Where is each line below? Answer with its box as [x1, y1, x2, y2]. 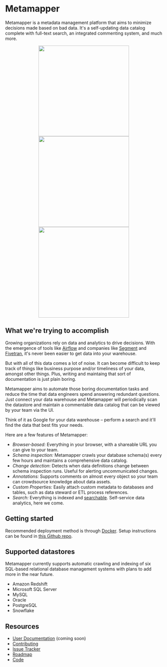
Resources [5, 622, 39, 630]
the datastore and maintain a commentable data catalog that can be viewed [5, 401, 161, 408]
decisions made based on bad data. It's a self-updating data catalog [5, 25, 146, 31]
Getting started [5, 514, 54, 523]
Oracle [12, 597, 26, 603]
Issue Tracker [12, 646, 41, 652]
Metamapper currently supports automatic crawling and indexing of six [5, 561, 151, 567]
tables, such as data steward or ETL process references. [12, 489, 129, 495]
